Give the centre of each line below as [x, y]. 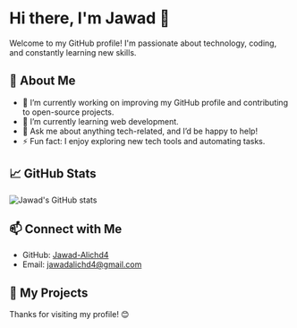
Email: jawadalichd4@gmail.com [82, 264]
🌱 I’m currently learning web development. [100, 121]
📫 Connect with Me [66, 229]
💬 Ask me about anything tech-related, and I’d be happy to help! [140, 131]
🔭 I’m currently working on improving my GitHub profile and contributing [155, 102]
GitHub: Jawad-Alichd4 [65, 255]
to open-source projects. [68, 112]
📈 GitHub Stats [53, 174]
